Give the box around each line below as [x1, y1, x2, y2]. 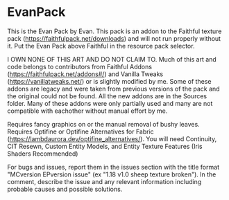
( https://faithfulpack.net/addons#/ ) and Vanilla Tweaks [7, 70, 164, 78]
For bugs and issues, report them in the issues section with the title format [7, 163, 220, 171]
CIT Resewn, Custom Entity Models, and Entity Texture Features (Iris [7, 142, 203, 150]
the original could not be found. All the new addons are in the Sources [7, 91, 207, 100]
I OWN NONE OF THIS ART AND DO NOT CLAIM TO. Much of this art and [7, 55, 217, 63]
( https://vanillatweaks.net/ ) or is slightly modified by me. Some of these [7, 77, 212, 85]
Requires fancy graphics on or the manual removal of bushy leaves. [7, 120, 200, 128]
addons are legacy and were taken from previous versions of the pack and [7, 84, 220, 93]
